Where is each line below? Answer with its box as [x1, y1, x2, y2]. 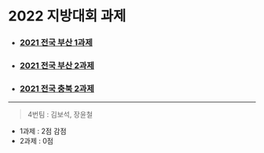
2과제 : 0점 [19, 137, 53, 146]
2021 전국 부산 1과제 [19, 37, 93, 48]
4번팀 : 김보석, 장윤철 [27, 110, 93, 119]
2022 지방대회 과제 [8, 7, 126, 25]
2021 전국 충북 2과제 [19, 83, 94, 94]
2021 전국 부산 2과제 [19, 60, 94, 71]
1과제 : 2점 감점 [19, 126, 67, 136]
